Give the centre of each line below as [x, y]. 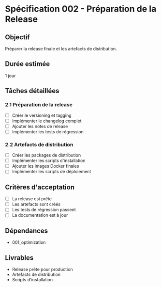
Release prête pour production [43, 269]
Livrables [19, 258]
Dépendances [27, 231]
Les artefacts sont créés [36, 204]
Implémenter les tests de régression [48, 131]
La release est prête [32, 199]
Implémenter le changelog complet [47, 121]
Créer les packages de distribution [46, 155]
